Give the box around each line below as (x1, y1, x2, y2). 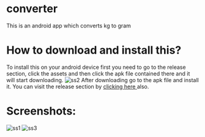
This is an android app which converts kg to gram (6, 22, 132, 29)
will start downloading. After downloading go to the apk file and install (6, 76, 199, 83)
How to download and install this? (6, 43, 182, 57)
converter (6, 2, 58, 16)
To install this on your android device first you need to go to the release (6, 63, 186, 71)
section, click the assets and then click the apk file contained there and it (6, 69, 190, 77)
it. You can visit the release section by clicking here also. (6, 83, 149, 90)
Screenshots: (6, 104, 76, 118)
